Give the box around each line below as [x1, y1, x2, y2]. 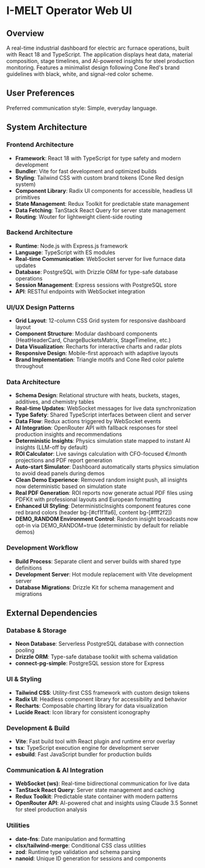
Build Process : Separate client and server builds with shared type [15, 557, 182, 565]
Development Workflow [6, 543, 78, 552]
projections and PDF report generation [15, 457, 113, 464]
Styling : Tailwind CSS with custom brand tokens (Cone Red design [15, 174, 184, 181]
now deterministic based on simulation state [15, 483, 127, 490]
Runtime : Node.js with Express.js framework [15, 242, 129, 249]
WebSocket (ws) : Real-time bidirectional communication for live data [15, 780, 190, 787]
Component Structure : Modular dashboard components [15, 330, 158, 338]
